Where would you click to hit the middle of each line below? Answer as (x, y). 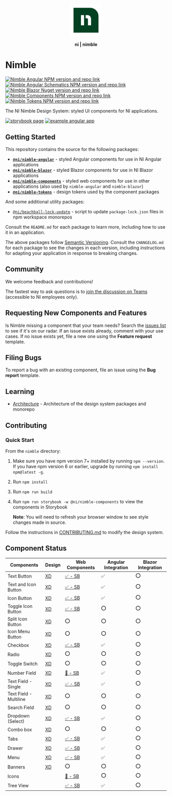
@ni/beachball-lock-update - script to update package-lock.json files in (88, 212)
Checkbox (18, 645)
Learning (20, 392)
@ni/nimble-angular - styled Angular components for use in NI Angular (87, 159)
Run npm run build (33, 492)
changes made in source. (39, 522)
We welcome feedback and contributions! (49, 281)
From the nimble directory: (33, 451)
